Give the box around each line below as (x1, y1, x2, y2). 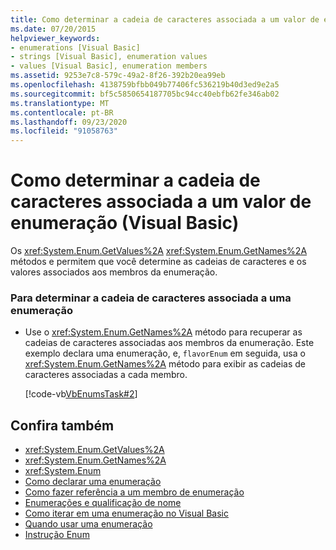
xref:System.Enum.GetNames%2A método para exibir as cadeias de (24, 358, 307, 370)
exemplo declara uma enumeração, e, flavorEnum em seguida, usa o (24, 347, 306, 360)
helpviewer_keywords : (10, 33, 101, 43)
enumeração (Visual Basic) (10, 212, 240, 235)
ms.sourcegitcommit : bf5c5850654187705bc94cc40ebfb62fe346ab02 (10, 89, 280, 99)
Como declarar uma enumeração (24, 476, 162, 488)
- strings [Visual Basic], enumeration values (10, 52, 208, 62)
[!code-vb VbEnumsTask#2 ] (24, 388, 138, 400)
